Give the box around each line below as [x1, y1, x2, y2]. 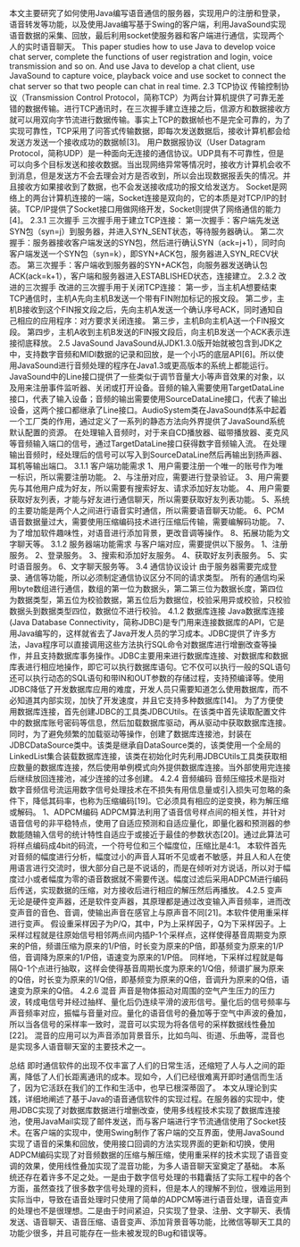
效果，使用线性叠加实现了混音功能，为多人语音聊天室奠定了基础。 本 [24, 1160, 278, 1171]
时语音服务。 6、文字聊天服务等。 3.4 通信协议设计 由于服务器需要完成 [9, 561, 270, 572]
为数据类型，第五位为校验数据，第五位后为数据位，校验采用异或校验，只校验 [9, 595, 291, 605]
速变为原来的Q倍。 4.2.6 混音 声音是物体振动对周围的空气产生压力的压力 [9, 985, 276, 996]
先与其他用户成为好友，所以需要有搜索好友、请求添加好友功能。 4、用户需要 [9, 483, 290, 493]
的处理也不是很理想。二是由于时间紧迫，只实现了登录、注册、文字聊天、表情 [9, 1205, 291, 1216]
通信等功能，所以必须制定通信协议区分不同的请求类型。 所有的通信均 [24, 573, 278, 582]
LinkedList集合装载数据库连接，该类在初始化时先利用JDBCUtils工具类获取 [9, 751, 279, 761]
